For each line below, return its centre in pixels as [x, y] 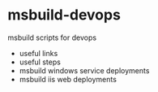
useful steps [40, 62]
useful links [38, 53]
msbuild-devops [64, 15]
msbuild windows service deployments [84, 70]
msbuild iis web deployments [68, 79]
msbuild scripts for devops [52, 37]
